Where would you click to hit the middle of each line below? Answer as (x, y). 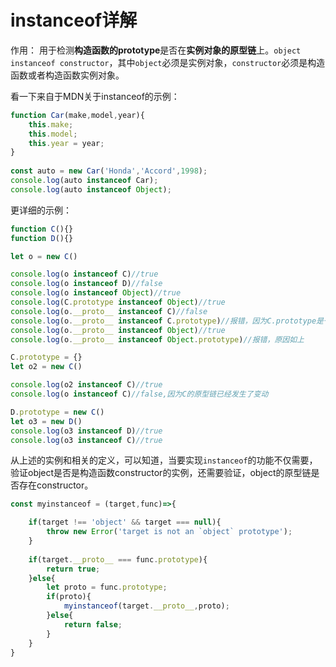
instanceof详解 (74, 20)
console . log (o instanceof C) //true (84, 274)
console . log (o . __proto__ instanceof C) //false (109, 311)
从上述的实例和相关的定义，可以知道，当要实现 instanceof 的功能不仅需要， (164, 460)
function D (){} (42, 238)
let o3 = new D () (46, 421)
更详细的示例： (41, 210)
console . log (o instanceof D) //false (86, 284)
